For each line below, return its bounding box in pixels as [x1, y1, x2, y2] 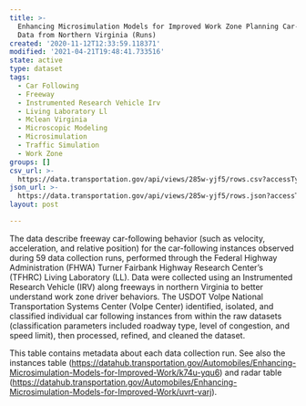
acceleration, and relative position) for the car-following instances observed [9, 243, 294, 254]
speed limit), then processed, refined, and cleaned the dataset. [9, 329, 246, 340]
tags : [9, 73, 30, 82]
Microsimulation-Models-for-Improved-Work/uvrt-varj [9, 386, 212, 397]
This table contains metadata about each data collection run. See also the [9, 348, 286, 359]
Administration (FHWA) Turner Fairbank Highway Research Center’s [9, 262, 264, 273]
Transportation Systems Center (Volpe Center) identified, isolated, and [9, 300, 274, 311]
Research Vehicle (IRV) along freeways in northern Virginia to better [9, 281, 264, 292]
